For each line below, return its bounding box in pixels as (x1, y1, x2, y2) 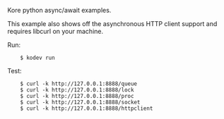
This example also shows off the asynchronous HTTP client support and (7, 20, 218, 27)
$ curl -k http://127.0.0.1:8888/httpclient (20, 105, 153, 112)
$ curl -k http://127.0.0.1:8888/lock (20, 87, 134, 94)
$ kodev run (20, 54, 55, 61)
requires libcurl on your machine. (7, 27, 104, 35)
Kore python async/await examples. (7, 6, 112, 14)
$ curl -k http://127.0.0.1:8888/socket (20, 99, 141, 106)
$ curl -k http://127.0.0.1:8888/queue (20, 80, 138, 87)
